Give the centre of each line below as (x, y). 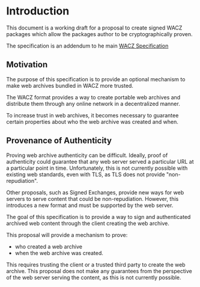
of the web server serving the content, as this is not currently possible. (94, 277)
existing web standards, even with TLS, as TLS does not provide (86, 174)
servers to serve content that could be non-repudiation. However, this (92, 199)
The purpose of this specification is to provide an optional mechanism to (96, 79)
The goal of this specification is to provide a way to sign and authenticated (98, 217)
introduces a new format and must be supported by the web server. (90, 205)
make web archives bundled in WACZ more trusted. (70, 85)
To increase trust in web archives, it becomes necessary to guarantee (92, 115)
